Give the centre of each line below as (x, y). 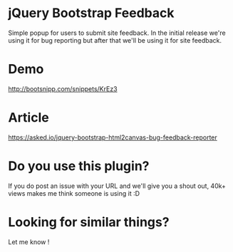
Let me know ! (29, 242)
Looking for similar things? (89, 222)
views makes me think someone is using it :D (74, 193)
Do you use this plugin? (79, 166)
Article (29, 118)
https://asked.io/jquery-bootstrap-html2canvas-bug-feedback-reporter (113, 137)
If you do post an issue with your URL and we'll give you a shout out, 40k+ (117, 186)
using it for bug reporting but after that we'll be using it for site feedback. (115, 40)
